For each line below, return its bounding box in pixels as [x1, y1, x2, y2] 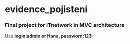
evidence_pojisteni [5, 4, 88, 15]
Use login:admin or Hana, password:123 [5, 33, 92, 39]
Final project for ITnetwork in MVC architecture [5, 22, 125, 29]
